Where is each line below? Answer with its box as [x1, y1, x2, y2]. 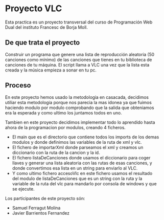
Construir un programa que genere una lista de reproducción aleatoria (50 [5, 51, 155, 57]
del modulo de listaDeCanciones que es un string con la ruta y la [12, 176, 142, 181]
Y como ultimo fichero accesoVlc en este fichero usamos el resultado [12, 170, 153, 176]
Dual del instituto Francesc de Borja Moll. [5, 24, 88, 30]
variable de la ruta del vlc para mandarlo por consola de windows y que [12, 180, 157, 186]
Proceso [5, 81, 31, 89]
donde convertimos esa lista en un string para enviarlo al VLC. [12, 165, 138, 171]
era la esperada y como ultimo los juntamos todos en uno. [5, 110, 122, 115]
